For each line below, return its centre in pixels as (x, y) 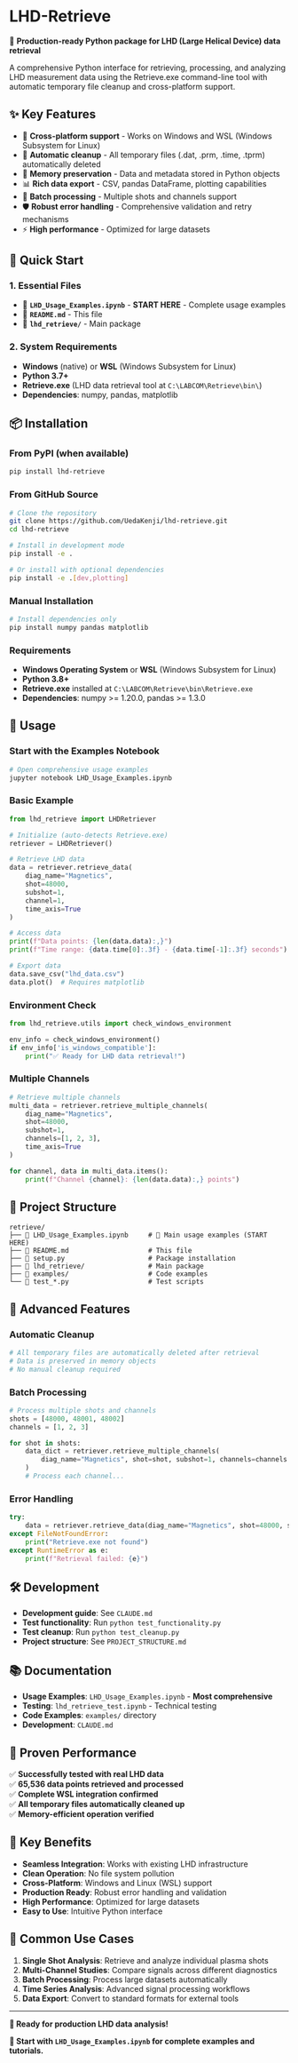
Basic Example (41, 801)
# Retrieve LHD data (47, 859)
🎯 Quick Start (47, 261)
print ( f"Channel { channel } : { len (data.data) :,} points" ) (133, 1179)
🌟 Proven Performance (73, 1752)
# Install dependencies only (63, 619)
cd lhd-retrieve (39, 530)
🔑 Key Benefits (51, 1842)
